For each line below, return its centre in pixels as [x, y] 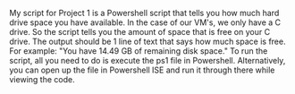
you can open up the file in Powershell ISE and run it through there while [142, 70]
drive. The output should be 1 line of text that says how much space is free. [147, 41]
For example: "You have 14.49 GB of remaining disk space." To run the [139, 51]
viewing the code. [42, 79]
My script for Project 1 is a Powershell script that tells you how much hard [144, 13]
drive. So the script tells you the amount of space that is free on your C [140, 32]
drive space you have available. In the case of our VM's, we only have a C [145, 22]
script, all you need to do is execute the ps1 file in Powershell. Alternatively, [147, 60]
